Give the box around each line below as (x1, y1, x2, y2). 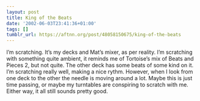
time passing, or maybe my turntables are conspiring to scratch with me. (6, 81, 189, 89)
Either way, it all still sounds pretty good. (6, 88, 109, 95)
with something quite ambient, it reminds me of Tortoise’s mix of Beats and (6, 55, 194, 62)
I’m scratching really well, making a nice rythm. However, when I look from (6, 68, 193, 75)
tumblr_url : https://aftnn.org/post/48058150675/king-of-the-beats (6, 32, 182, 38)
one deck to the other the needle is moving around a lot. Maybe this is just (6, 75, 193, 82)
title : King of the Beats (6, 15, 72, 21)
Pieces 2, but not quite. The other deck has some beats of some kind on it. (6, 62, 194, 69)
